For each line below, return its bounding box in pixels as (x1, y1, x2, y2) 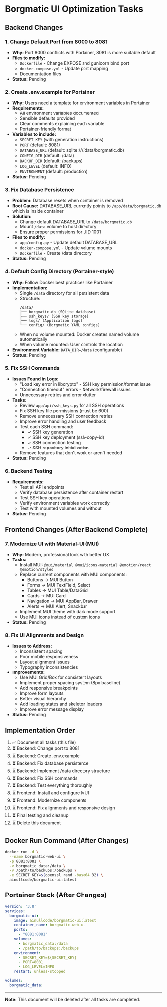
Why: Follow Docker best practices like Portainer (12, 279, 113, 285)
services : (5, 908, 26, 914)
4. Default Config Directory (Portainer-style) (5, 268, 114, 275)
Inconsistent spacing (19, 648, 63, 654)
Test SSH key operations (19, 495, 71, 501)
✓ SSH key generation (27, 429, 74, 435)
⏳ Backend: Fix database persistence (12, 760, 89, 766)
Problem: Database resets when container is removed (12, 198, 123, 204)
